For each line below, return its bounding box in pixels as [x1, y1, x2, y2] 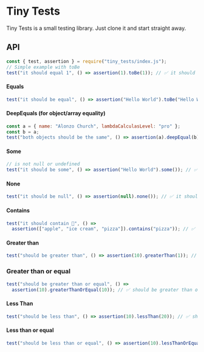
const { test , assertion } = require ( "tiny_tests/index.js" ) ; [6, 58, 167, 65]
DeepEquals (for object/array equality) [6, 110, 106, 117]
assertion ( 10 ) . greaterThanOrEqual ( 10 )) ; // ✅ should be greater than [12, 287, 192, 293]
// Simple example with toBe [6, 64, 80, 70]
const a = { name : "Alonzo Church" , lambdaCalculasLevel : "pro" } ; [6, 123, 181, 129]
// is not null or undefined [6, 161, 80, 167]
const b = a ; [6, 129, 39, 135]
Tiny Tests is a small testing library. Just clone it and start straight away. [6, 24, 186, 32]
